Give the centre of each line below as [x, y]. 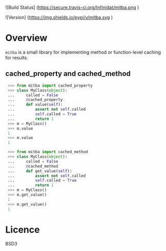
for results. [17, 57]
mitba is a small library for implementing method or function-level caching [83, 52]
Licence [23, 229]
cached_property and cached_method [68, 74]
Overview [26, 38]
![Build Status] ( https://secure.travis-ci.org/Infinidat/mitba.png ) [72, 7]
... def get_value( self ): [40, 171]
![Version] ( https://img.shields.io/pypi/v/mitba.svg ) [59, 17]
